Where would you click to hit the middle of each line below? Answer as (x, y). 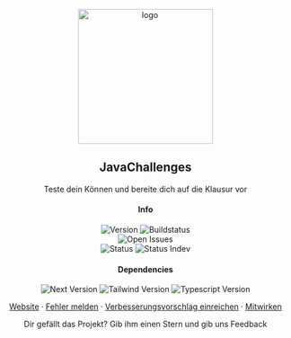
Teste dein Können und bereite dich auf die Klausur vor (145, 189)
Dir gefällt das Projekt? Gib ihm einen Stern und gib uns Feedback (145, 325)
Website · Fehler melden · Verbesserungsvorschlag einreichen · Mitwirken (145, 307)
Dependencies (145, 269)
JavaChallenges (145, 168)
